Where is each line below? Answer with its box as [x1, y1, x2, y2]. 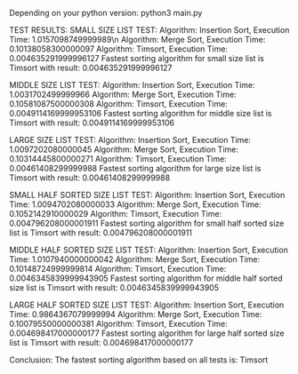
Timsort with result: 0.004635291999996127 [9, 62, 173, 73]
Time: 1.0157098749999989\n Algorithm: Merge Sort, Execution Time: [9, 35, 266, 44]
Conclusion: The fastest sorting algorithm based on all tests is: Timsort [9, 354, 269, 365]
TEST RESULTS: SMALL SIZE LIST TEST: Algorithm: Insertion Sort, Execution [9, 25, 290, 35]
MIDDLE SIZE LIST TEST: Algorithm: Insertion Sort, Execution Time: [9, 80, 255, 90]
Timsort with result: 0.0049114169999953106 [9, 117, 175, 128]
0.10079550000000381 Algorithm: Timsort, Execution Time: [9, 319, 229, 329]
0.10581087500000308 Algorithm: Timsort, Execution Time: [9, 99, 229, 109]
